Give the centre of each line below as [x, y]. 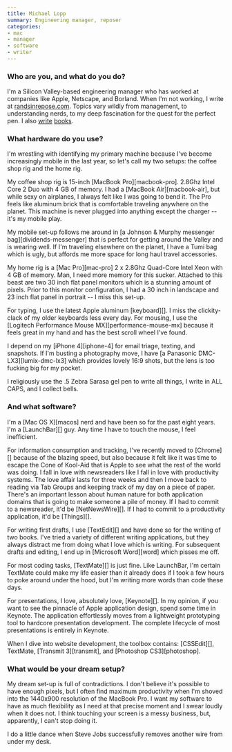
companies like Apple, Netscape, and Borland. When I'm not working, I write [116, 99]
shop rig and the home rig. [45, 169]
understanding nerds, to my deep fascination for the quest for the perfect [112, 114]
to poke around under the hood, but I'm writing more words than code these [115, 580]
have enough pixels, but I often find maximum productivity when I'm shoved [115, 691]
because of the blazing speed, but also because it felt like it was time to [115, 457]
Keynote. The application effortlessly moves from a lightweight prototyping [114, 615]
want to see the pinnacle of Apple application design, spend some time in [112, 608]
